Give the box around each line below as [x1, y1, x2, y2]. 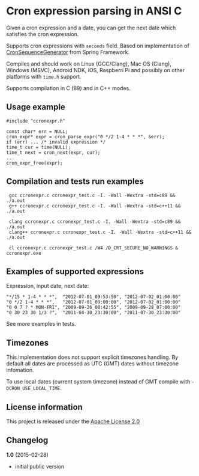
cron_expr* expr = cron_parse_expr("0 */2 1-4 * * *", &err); [6, 133, 165, 139]
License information [6, 401, 83, 412]
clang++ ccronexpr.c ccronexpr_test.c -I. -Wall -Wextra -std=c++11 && [8, 229, 192, 235]
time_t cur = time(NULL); [6, 144, 71, 150]
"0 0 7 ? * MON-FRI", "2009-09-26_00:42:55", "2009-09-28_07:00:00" [6, 305, 181, 311]
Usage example [6, 102, 66, 112]
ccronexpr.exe [6, 250, 42, 256]
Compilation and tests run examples [6, 176, 144, 187]
